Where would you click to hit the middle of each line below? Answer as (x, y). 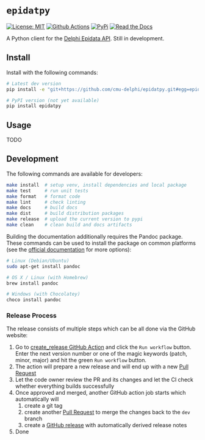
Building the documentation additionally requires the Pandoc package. (95, 236)
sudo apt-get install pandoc (43, 266)
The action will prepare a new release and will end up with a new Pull (102, 367)
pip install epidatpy (34, 106)
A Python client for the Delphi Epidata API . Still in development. (85, 38)
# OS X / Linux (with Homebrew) (47, 277)
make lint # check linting (46, 202)
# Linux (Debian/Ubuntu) (38, 261)
